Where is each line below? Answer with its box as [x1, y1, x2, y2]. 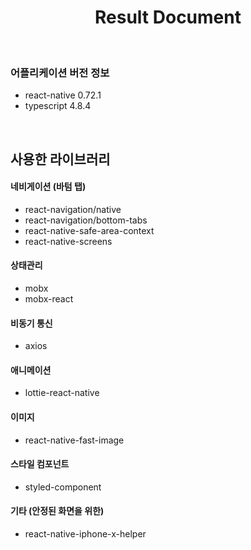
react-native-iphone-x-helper [24, 528, 147, 540]
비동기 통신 [10, 317, 53, 329]
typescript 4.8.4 [24, 100, 92, 112]
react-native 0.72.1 [24, 89, 102, 101]
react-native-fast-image [24, 434, 125, 446]
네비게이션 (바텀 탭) [10, 181, 87, 193]
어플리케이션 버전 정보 [10, 66, 110, 80]
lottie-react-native [24, 387, 100, 399]
